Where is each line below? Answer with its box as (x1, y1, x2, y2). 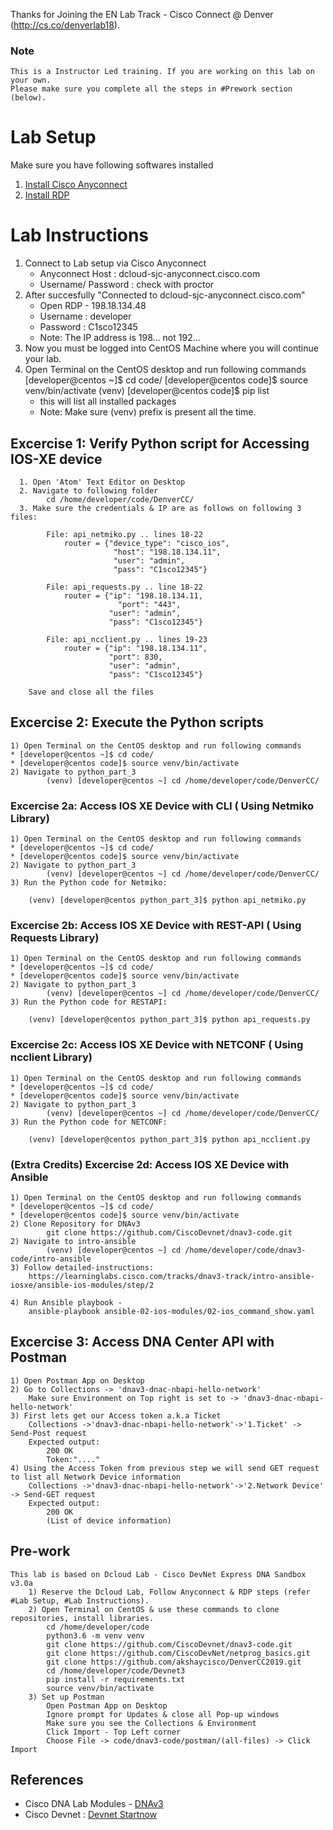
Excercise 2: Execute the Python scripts (10, 714, 264, 731)
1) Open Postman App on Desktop (10, 1375, 145, 1386)
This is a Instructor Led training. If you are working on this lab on (10, 67, 315, 77)
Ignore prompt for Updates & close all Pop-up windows (46, 1709, 280, 1719)
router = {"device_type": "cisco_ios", (63, 538, 230, 548)
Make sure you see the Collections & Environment (46, 1718, 257, 1728)
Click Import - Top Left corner (46, 1727, 182, 1737)
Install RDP (24, 189, 70, 201)
